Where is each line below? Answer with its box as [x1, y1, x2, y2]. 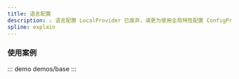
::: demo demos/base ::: [7, 64, 77, 73]
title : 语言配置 [7, 10, 51, 18]
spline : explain [7, 23, 55, 30]
